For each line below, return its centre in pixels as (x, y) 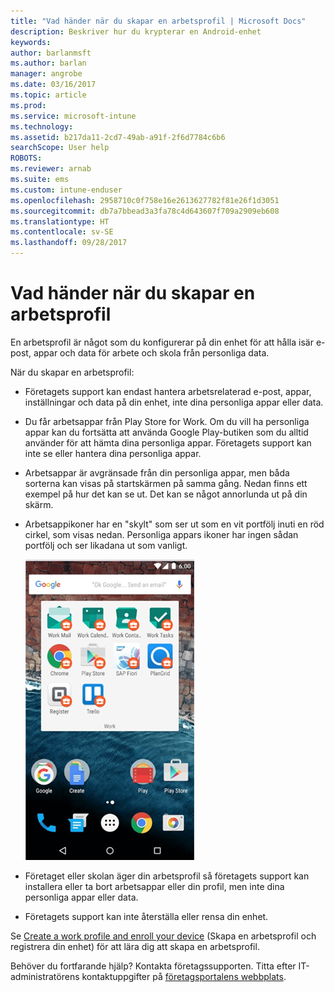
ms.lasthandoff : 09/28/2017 (69, 243)
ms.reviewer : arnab (51, 169)
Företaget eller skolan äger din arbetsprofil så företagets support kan (167, 876)
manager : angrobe (46, 74)
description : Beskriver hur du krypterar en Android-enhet (136, 31)
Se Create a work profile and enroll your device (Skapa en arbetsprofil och (163, 936)
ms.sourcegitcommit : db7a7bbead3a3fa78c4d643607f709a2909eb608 (145, 211)
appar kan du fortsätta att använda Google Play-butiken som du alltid (166, 432)
